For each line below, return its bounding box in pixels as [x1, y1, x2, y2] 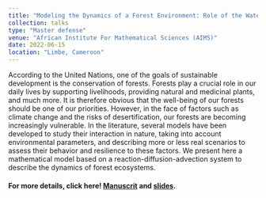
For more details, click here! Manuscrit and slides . [8, 181, 177, 190]
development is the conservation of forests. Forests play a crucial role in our [8, 78, 256, 88]
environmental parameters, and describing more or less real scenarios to [8, 138, 245, 147]
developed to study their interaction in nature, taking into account [8, 129, 222, 139]
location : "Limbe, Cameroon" [8, 48, 104, 56]
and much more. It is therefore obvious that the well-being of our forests [8, 96, 244, 105]
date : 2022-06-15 [8, 41, 66, 49]
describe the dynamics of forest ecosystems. [8, 163, 156, 172]
